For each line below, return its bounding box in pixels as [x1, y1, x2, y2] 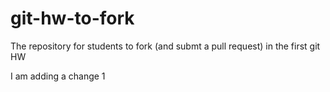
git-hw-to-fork [10, 7, 135, 30]
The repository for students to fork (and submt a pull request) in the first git [10, 40, 321, 52]
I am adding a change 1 [10, 70, 106, 82]
